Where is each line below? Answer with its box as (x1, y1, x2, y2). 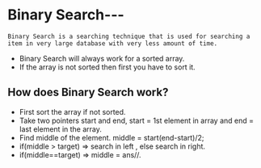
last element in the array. (19, 124, 103, 134)
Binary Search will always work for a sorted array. (19, 53, 185, 63)
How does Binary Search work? (7, 86, 169, 99)
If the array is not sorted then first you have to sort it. (19, 62, 196, 72)
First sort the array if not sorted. (19, 107, 126, 116)
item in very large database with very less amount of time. (7, 39, 218, 48)
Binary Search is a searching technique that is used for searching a (7, 32, 250, 40)
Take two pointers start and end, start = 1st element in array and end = (19, 115, 254, 125)
